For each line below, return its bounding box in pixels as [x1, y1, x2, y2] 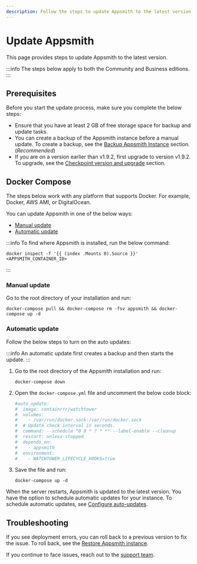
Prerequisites [6, 88, 57, 98]
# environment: [14, 450, 55, 456]
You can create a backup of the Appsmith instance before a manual [14, 134, 179, 142]
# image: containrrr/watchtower [14, 406, 97, 412]
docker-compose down [14, 379, 65, 385]
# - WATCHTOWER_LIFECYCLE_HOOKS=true [14, 456, 116, 462]
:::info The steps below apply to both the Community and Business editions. [6, 65, 190, 72]
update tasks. [14, 128, 48, 135]
